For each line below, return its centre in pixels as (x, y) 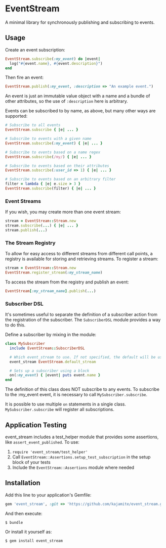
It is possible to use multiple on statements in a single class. (65, 404)
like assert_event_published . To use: (42, 442)
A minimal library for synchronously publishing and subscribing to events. (80, 22)
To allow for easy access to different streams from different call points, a (79, 254)
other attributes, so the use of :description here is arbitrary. (67, 101)
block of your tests (31, 462)
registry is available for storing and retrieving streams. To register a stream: (82, 259)
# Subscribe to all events (33, 125)
